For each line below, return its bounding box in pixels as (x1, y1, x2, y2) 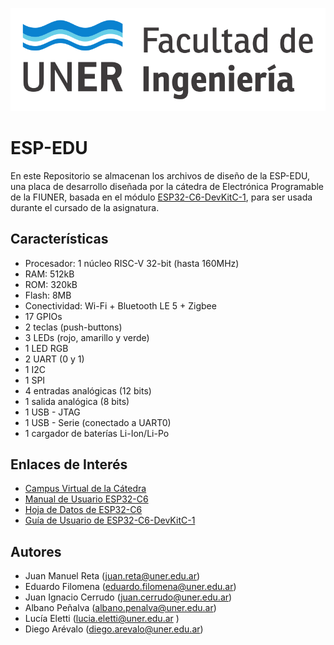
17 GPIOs (24, 310, 63, 322)
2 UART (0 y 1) (24, 353, 85, 365)
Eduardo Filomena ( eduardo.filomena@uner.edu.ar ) (24, 581, 237, 593)
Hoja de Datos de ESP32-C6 (24, 504, 143, 516)
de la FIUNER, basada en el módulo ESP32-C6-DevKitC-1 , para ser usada (10, 191, 313, 203)
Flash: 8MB (24, 289, 72, 301)
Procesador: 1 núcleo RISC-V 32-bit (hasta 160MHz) (24, 257, 240, 269)
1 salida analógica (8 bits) (24, 395, 130, 407)
